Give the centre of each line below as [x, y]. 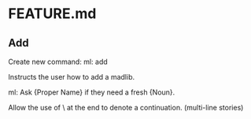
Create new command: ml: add [58, 61]
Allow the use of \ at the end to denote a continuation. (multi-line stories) [126, 108]
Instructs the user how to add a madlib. [72, 77]
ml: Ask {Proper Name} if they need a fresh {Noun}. [92, 92]
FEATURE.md [52, 14]
